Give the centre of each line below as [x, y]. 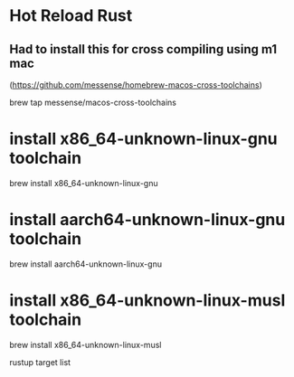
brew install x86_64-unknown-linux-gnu [84, 183]
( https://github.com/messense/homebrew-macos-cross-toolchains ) [136, 85]
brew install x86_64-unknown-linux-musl [85, 344]
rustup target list [40, 362]
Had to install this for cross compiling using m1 [143, 49]
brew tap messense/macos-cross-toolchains [93, 102]
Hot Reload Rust [71, 16]
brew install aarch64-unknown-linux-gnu [86, 264]
